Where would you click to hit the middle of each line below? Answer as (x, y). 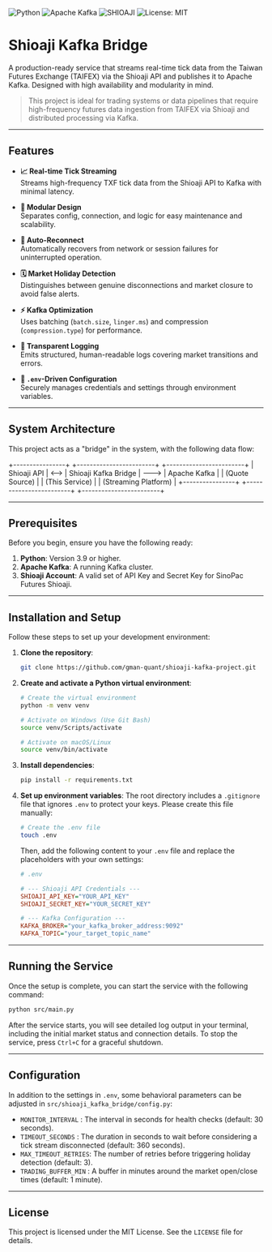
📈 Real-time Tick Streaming (68, 171)
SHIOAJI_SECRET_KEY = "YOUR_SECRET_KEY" (85, 904)
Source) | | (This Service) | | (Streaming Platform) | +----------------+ (124, 482)
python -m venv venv (55, 705)
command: (26, 994)
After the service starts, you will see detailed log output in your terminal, (129, 1025)
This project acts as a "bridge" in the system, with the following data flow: (132, 448)
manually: (36, 813)
